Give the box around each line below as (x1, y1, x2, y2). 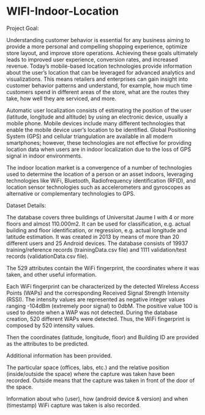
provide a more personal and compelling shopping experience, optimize (6, 43, 188, 50)
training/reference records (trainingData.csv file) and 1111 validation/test (6, 246, 187, 253)
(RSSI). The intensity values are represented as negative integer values (6, 295, 185, 303)
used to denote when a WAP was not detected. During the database (6, 309, 177, 316)
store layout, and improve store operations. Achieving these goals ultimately (6, 49, 198, 56)
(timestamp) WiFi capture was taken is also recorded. (6, 402, 141, 409)
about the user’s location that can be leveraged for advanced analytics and (6, 68, 195, 76)
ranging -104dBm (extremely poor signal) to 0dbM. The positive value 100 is (6, 302, 198, 309)
